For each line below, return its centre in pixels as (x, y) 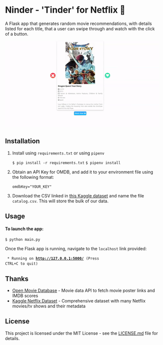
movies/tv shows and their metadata (49, 306)
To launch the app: (24, 229)
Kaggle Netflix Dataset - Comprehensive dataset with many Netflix (79, 301)
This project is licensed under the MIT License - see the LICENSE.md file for (81, 333)
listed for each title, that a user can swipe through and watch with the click (80, 28)
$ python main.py (23, 240)
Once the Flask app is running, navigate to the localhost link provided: (76, 249)
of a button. (17, 34)
